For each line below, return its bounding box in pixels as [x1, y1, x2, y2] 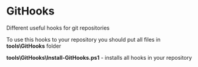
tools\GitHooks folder [6, 42, 62, 49]
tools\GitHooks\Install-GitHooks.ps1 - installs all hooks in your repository [6, 54, 193, 61]
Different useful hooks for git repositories [6, 24, 110, 31]
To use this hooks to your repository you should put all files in [6, 36, 161, 43]
